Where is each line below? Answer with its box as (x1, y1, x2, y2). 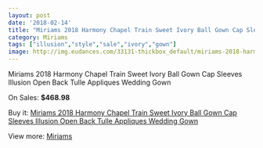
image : (8, 48, 30, 56)
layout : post (8, 11, 51, 20)
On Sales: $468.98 (8, 93, 70, 102)
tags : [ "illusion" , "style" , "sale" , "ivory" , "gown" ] (8, 41, 177, 49)
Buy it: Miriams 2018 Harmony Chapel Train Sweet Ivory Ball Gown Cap (8, 108, 237, 117)
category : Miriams (8, 33, 68, 42)
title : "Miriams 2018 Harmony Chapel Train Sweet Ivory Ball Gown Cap (8, 26, 243, 34)
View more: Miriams (8, 132, 73, 141)
